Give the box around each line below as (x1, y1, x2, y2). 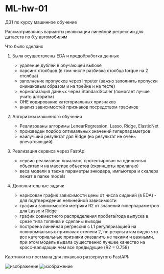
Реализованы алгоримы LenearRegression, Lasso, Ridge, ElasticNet (19, 123, 159, 129)
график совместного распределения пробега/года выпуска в (19, 213, 148, 219)
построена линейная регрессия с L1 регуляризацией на (19, 224, 137, 229)
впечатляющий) (19, 138, 53, 145)
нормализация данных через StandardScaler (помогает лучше (19, 88, 150, 94)
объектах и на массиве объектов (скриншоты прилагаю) (19, 163, 139, 169)
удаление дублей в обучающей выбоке (19, 62, 102, 68)
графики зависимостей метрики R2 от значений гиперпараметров (19, 202, 159, 208)
